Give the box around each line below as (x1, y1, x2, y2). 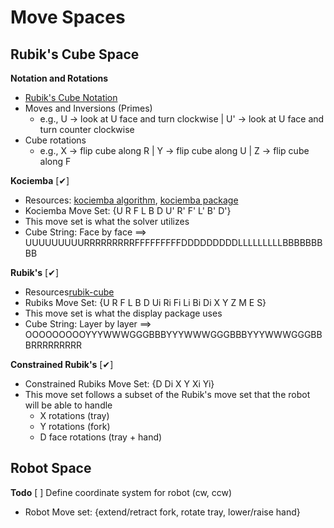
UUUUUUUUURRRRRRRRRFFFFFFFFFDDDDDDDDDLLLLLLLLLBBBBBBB (24, 237, 323, 248)
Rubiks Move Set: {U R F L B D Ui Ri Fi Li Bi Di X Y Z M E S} (24, 297, 267, 308)
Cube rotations (24, 134, 87, 146)
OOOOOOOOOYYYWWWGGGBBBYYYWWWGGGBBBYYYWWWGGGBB (24, 329, 323, 340)
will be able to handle (24, 399, 113, 411)
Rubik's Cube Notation (24, 92, 118, 103)
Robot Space (10, 460, 92, 477)
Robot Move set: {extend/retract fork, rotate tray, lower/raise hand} (24, 506, 301, 518)
